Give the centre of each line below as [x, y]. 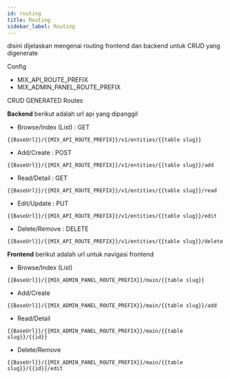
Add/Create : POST [44, 153]
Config [17, 67]
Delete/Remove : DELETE [53, 229]
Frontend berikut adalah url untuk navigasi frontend [81, 254]
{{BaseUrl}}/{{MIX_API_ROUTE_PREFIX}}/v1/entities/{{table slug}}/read [112, 191]
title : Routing [29, 20]
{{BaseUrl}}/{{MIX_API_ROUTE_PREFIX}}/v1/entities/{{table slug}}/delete [115, 242]
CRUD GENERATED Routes [45, 101]
